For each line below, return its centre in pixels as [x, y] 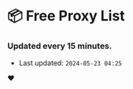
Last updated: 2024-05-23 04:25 [70, 63]
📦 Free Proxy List [66, 16]
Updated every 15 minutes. [60, 46]
